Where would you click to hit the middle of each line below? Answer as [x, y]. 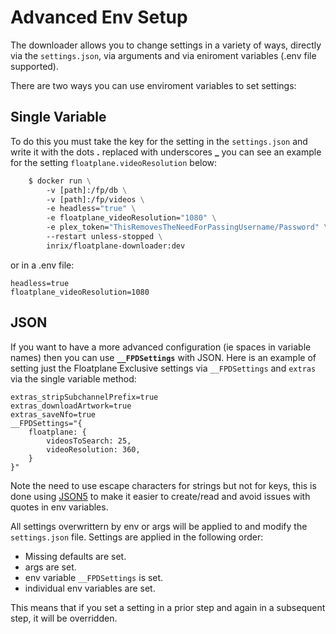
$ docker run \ [60, 181]
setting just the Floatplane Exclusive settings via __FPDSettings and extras [163, 368]
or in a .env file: [42, 265]
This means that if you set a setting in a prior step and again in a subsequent [168, 607]
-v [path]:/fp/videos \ [95, 199]
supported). [35, 66]
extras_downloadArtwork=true [71, 406]
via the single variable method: [73, 378]
